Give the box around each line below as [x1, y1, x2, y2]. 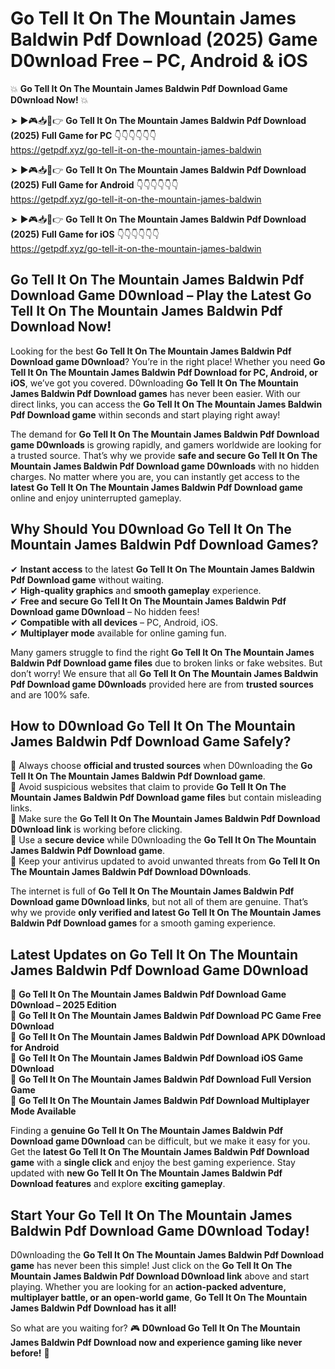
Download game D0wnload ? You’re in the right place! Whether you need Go [10, 355, 326, 367]
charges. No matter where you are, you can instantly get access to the [10, 470, 300, 482]
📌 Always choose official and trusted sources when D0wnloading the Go [10, 760, 313, 772]
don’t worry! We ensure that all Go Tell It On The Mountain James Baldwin [10, 667, 319, 679]
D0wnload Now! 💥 [10, 93, 89, 106]
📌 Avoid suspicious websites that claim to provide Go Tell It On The [10, 781, 287, 793]
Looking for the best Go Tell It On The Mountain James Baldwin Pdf [10, 345, 292, 357]
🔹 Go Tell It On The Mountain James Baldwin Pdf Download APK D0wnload [10, 1031, 326, 1043]
